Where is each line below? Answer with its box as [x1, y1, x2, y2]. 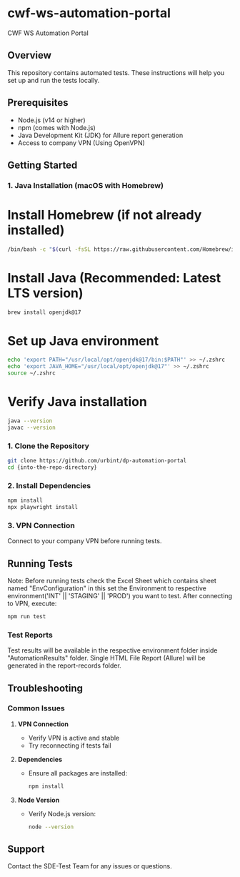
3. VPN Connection [7, 520, 75, 530]
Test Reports [7, 630, 54, 640]
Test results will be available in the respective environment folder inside [7, 646, 218, 655]
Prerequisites [7, 96, 69, 109]
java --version [7, 417, 53, 425]
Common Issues [7, 703, 66, 713]
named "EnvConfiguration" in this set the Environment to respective [7, 584, 207, 593]
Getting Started [7, 159, 78, 171]
